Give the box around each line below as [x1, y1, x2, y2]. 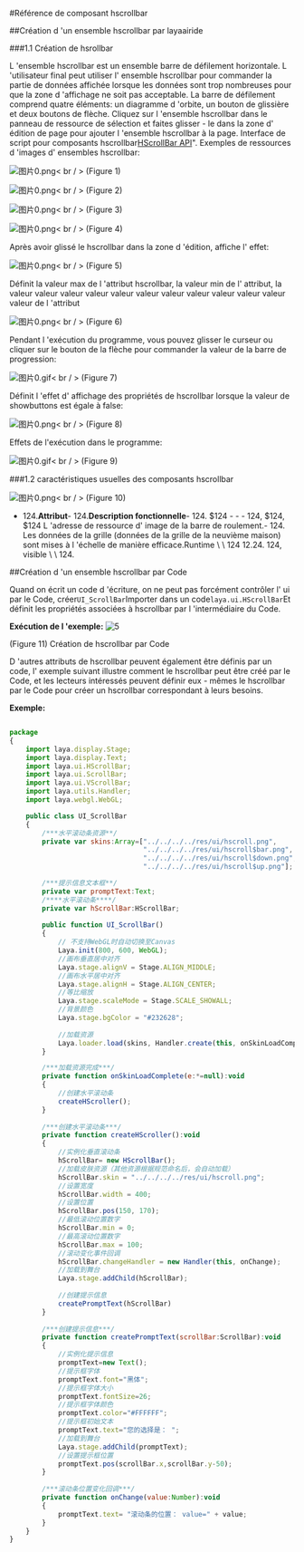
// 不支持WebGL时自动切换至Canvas [57, 938, 176, 947]
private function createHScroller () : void [42, 1131, 201, 1140]
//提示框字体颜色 [57, 1400, 114, 1410]
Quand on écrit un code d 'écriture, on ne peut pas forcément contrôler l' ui [9, 584, 290, 594]
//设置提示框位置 [57, 1451, 114, 1460]
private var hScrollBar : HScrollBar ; [42, 903, 180, 913]
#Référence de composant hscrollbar [9, 8, 148, 18]
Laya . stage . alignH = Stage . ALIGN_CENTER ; [57, 979, 217, 988]
